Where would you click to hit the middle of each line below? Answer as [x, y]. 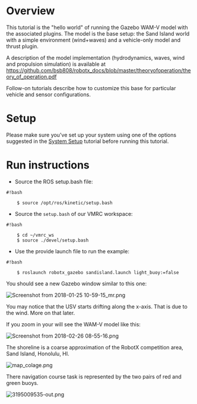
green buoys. [22, 383]
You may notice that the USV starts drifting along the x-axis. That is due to [97, 306]
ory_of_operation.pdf [32, 77]
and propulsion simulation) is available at [56, 64]
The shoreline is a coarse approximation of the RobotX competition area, [95, 347]
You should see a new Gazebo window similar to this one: [77, 284]
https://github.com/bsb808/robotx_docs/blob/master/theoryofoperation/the [99, 70]
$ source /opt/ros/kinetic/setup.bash [65, 203]
